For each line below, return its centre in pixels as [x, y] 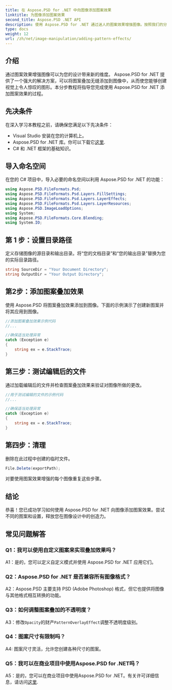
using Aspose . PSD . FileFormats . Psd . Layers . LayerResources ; [68, 204]
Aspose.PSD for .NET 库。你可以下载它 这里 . [59, 142]
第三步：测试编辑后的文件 [46, 371]
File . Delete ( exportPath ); [33, 468]
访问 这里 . [28, 682]
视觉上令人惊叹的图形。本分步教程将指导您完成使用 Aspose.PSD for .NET [82, 87]
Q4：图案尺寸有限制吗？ [35, 637]
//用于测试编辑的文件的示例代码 [34, 395]
